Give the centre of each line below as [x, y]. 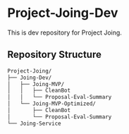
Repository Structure [55, 55]
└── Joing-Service [34, 123]
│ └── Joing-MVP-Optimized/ [52, 104]
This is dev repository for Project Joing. [64, 32]
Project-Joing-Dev [63, 13]
